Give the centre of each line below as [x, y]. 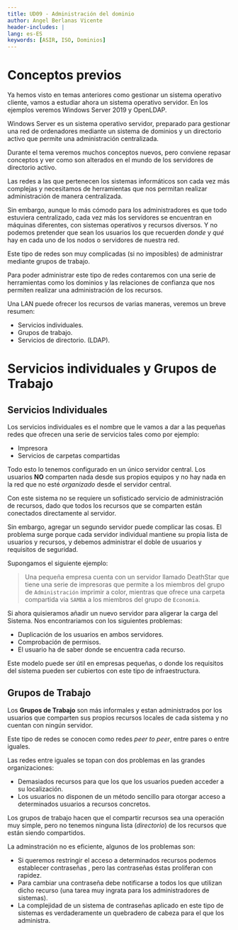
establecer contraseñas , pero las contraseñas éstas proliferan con [115, 868]
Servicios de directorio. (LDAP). [64, 340]
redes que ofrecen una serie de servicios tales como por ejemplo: [103, 435]
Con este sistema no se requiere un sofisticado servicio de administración [115, 498]
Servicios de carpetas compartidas [69, 456]
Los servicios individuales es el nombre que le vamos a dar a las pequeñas [117, 427]
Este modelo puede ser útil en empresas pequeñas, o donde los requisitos [115, 664]
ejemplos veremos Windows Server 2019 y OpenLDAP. [87, 110]
